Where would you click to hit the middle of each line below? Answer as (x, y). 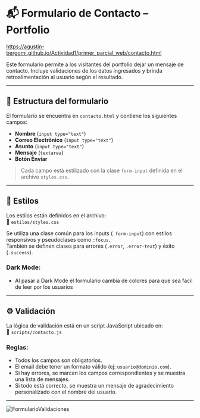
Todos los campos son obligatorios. (58, 360)
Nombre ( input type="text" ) (50, 133)
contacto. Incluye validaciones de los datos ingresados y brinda (84, 70)
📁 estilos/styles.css (33, 222)
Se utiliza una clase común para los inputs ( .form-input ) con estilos (89, 233)
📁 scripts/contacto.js (34, 332)
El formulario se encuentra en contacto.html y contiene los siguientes (92, 116)
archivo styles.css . (45, 177)
